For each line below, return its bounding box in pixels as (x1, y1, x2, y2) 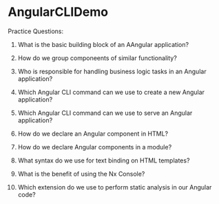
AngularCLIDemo (8, 4, 109, 20)
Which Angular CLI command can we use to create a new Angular (17, 88, 205, 96)
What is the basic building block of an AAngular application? (17, 40, 189, 48)
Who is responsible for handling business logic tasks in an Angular (17, 67, 207, 75)
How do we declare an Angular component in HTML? (17, 129, 168, 138)
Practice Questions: (8, 27, 64, 35)
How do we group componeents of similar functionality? (17, 53, 178, 62)
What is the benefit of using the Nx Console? (17, 169, 145, 178)
